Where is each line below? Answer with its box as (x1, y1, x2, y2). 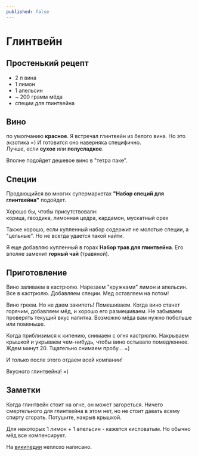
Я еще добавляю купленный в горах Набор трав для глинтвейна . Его (6, 244, 184, 251)
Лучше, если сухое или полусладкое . (6, 145, 104, 152)
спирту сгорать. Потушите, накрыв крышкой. (6, 414, 122, 421)
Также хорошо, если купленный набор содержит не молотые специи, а (6, 226, 189, 233)
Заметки (6, 385, 41, 395)
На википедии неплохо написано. (6, 443, 92, 450)
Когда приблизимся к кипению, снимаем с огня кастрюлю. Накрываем (6, 332, 189, 339)
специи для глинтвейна (14, 99, 75, 106)
